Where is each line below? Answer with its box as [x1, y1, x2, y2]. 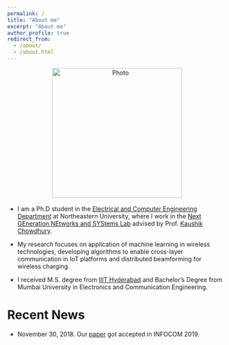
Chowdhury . [17, 226, 53, 235]
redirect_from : [7, 36, 51, 43]
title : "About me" [7, 17, 60, 24]
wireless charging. [17, 262, 71, 270]
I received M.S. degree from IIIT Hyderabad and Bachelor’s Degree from [17, 275, 223, 283]
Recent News [7, 307, 85, 323]
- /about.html [13, 49, 54, 56]
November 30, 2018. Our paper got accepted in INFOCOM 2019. [17, 330, 200, 338]
